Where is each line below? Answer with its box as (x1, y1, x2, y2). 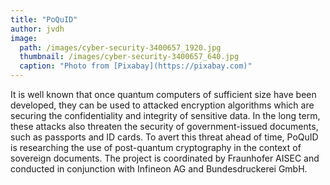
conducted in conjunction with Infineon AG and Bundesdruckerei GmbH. (10, 163, 308, 175)
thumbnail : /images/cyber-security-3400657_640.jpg (19, 52, 240, 62)
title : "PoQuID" (10, 14, 78, 25)
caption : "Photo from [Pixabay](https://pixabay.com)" (19, 61, 253, 71)
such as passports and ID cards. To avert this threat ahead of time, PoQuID (10, 131, 319, 143)
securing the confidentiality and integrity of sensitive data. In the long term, (10, 110, 321, 121)
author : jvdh (10, 24, 65, 34)
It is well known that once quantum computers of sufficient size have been (10, 89, 317, 100)
